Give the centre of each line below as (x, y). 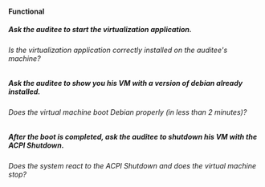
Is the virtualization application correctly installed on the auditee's (118, 50)
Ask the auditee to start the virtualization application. (100, 30)
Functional (26, 11)
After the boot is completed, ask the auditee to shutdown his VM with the (133, 137)
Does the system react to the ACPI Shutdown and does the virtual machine (132, 165)
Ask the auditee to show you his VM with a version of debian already (126, 83)
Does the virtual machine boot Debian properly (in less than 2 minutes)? (128, 112)
